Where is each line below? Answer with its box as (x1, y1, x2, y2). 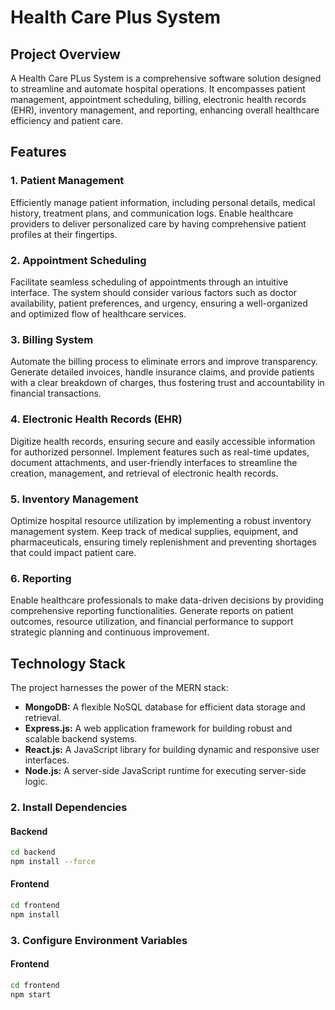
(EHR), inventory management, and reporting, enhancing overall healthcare (10, 104, 320, 116)
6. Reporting (10, 571, 72, 585)
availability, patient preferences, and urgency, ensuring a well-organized (10, 297, 308, 309)
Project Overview (10, 46, 121, 63)
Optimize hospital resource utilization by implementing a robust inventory (10, 514, 312, 526)
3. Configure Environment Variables (10, 933, 188, 947)
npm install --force (10, 856, 97, 866)
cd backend (10, 847, 56, 858)
